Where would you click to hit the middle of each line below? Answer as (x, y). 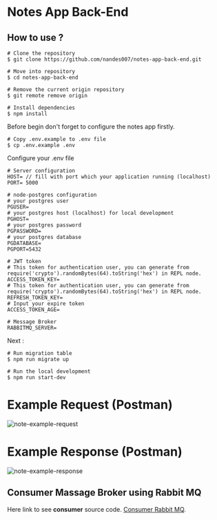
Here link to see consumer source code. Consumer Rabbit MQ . (96, 509)
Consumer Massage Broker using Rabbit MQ (104, 493)
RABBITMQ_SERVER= (32, 328)
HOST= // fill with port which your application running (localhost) (109, 177)
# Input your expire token (46, 304)
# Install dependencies (41, 108)
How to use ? (35, 38)
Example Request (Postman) (90, 405)
